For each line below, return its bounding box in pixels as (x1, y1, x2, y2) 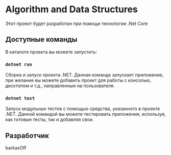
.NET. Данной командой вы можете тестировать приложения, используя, (5, 111, 166, 117)
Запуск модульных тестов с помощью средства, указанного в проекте (5, 106, 160, 112)
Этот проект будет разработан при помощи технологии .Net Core (5, 20, 148, 27)
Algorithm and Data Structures (5, 4, 138, 15)
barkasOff (5, 145, 27, 151)
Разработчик (5, 131, 50, 140)
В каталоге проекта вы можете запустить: (5, 48, 97, 55)
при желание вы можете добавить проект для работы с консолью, (5, 77, 152, 84)
